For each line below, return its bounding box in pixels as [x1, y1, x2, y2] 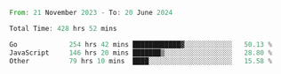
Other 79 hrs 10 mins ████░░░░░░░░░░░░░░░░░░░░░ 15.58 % [9, 56, 273, 65]
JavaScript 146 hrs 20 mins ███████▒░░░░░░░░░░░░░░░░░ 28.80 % [9, 48, 273, 57]
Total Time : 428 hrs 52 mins [9, 24, 117, 33]
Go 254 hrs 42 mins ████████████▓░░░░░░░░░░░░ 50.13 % [9, 40, 273, 48]
